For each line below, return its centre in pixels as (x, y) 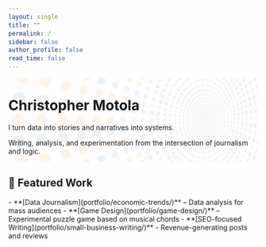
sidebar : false (33, 42)
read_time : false (37, 59)
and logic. (25, 151)
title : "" (25, 25)
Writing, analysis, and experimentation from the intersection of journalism (128, 142)
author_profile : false (46, 50)
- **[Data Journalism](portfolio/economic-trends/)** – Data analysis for (126, 202)
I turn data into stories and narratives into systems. (91, 127)
